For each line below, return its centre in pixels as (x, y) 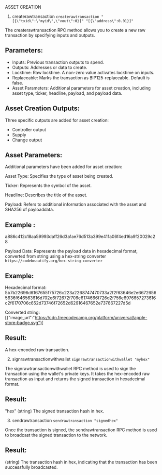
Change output (27, 140)
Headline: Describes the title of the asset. (46, 195)
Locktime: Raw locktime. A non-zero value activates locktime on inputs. (83, 72)
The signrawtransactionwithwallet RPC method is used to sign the (71, 368)
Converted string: (22, 312)
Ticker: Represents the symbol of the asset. (48, 186)
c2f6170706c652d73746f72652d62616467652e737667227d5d (68, 303)
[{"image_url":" (20, 318)
